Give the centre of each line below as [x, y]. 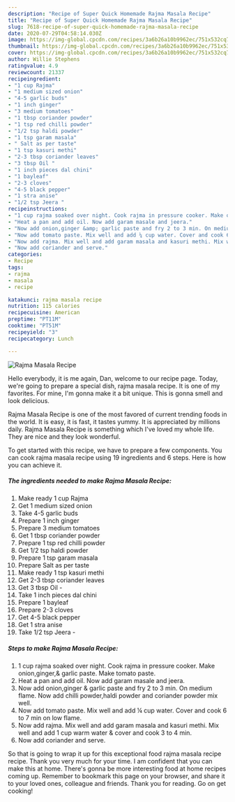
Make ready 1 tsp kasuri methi [61, 573]
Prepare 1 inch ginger [48, 521]
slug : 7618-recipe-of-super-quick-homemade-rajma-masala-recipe [103, 27]
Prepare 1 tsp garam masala [58, 558]
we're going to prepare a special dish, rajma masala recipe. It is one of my [114, 386]
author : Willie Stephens [44, 59]
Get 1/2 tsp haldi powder [53, 551]
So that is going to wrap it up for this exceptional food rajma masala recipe [115, 754]
